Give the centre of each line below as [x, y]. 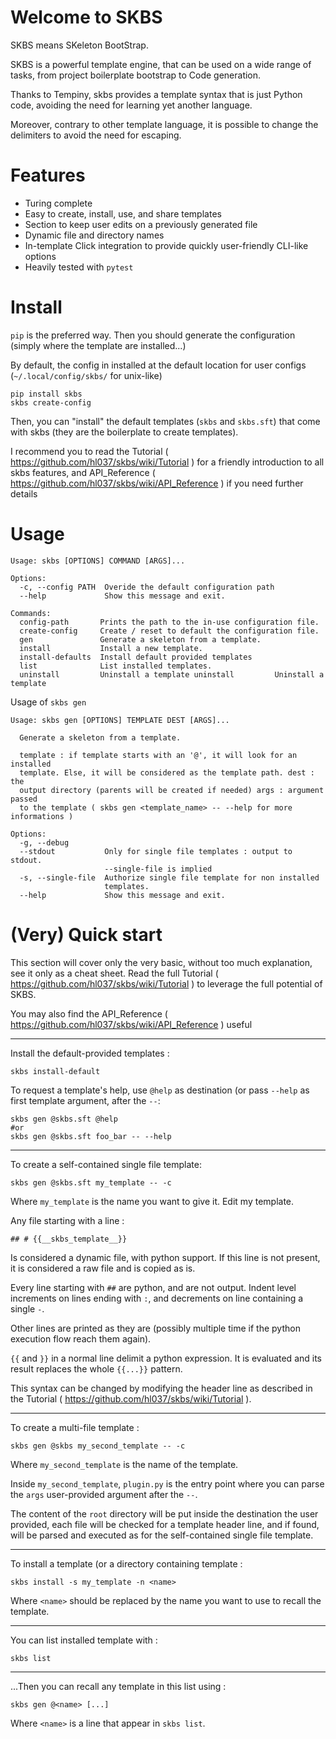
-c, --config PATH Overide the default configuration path [147, 587]
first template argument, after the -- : [85, 1100]
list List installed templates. [116, 666]
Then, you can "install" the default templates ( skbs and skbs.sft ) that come [165, 421]
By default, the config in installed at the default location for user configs [158, 365]
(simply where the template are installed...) [98, 345]
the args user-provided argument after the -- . [104, 1494]
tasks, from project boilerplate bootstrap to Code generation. [136, 75]
